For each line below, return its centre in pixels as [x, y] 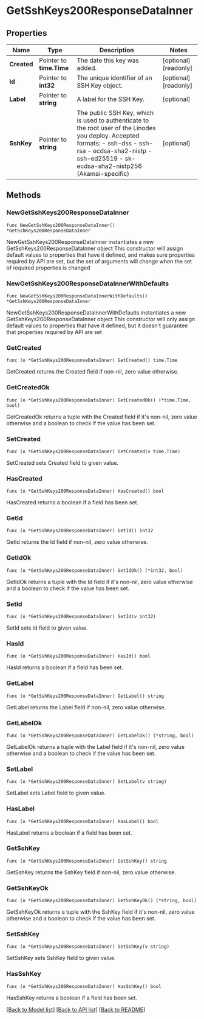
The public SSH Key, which [115, 113]
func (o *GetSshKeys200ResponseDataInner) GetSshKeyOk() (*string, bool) [102, 901]
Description [117, 50]
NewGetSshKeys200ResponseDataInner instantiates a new [80, 242]
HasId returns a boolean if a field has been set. [65, 667]
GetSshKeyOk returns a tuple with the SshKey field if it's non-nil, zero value [101, 912]
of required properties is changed [48, 268]
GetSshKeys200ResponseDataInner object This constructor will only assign [101, 319]
